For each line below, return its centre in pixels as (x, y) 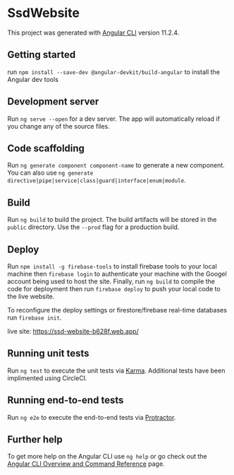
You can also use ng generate (50, 173)
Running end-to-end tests (66, 400)
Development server (53, 101)
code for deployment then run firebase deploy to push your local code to (114, 289)
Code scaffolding (46, 148)
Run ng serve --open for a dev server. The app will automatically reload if (114, 119)
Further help (35, 440)
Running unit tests (48, 354)
